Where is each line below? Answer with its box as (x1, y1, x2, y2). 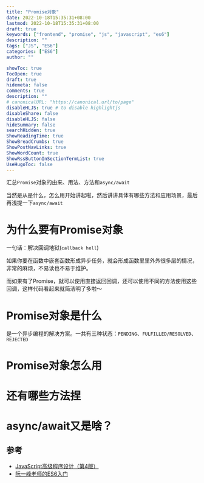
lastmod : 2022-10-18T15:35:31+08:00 (6, 20, 99, 26)
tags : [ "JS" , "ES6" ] (6, 43, 59, 49)
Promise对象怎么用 (6, 359, 102, 373)
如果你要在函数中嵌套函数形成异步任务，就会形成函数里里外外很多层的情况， (6, 257, 198, 265)
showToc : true (6, 65, 42, 71)
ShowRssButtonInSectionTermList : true (6, 156, 104, 162)
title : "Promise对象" (6, 9, 59, 15)
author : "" (6, 54, 34, 60)
